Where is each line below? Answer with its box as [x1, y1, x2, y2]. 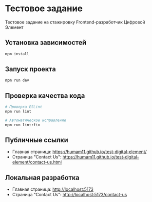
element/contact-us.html [12, 159, 62, 165]
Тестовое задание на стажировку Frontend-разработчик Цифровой [5, 19, 145, 25]
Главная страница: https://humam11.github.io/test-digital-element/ [12, 149, 147, 155]
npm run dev [5, 78, 29, 83]
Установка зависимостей [5, 39, 87, 47]
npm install [5, 51, 29, 56]
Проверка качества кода [5, 91, 85, 100]
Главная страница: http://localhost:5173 [12, 186, 94, 192]
